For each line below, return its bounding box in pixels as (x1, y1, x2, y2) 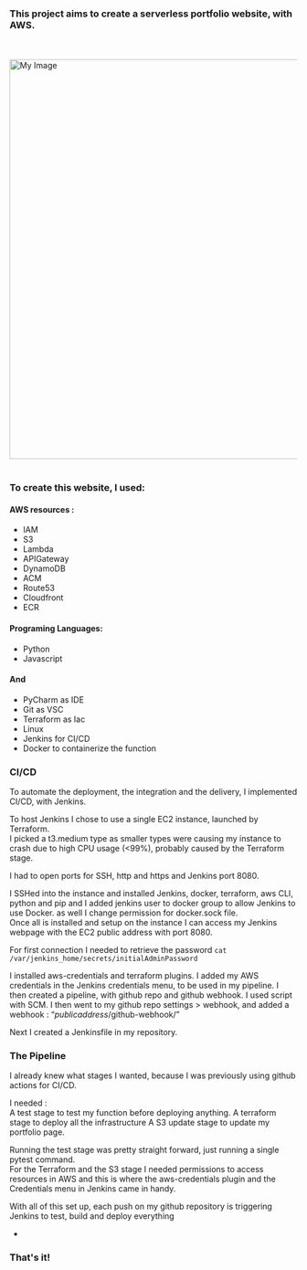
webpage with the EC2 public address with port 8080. (9, 926, 213, 938)
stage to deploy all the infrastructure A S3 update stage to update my (9, 1117, 270, 1128)
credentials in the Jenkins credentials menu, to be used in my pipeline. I (9, 980, 280, 991)
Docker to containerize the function (22, 743, 157, 754)
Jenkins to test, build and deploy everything (9, 1211, 175, 1222)
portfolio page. (9, 1127, 66, 1138)
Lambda (22, 544, 54, 555)
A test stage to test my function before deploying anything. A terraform (9, 1107, 277, 1118)
